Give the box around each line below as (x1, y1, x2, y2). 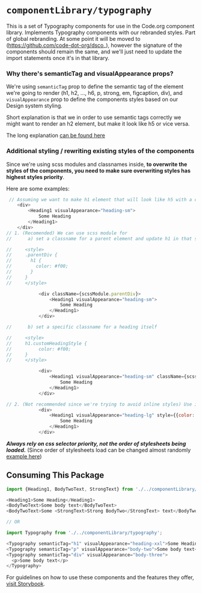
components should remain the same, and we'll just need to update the (6, 47, 182, 55)
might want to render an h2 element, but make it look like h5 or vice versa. (6, 120, 190, 127)
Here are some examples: (6, 185, 70, 192)
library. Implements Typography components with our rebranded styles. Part (6, 29, 195, 36)
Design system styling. (6, 102, 63, 109)
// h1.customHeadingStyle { (6, 340, 87, 347)
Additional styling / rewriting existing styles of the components (6, 147, 195, 155)
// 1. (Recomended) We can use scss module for (6, 230, 128, 236)
